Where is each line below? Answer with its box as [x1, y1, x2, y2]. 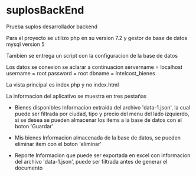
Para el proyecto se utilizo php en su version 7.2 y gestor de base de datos [6, 34, 188, 41]
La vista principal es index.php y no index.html [6, 81, 119, 88]
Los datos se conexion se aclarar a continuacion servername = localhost [6, 63, 183, 71]
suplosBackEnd [6, 4, 84, 17]
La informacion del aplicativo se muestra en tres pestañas [6, 92, 147, 99]
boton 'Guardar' [14, 122, 54, 129]
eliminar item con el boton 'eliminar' [14, 140, 102, 147]
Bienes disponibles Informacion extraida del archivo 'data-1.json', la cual [14, 104, 191, 111]
